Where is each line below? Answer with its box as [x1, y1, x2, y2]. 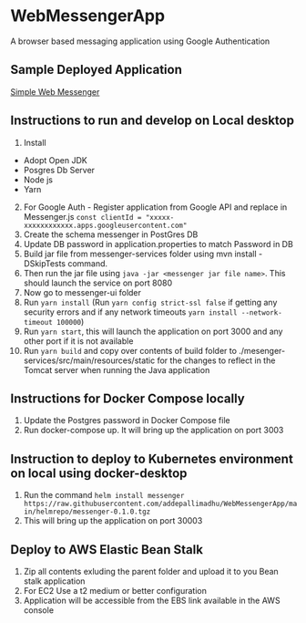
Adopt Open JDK [23, 154, 87, 165]
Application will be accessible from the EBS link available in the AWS [23, 595, 280, 606]
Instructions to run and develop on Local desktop [10, 113, 295, 129]
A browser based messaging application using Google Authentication [10, 36, 270, 47]
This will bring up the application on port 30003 [23, 515, 203, 526]
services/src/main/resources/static [23, 355, 156, 366]
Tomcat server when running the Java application [23, 364, 210, 375]
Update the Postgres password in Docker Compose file [23, 415, 230, 426]
